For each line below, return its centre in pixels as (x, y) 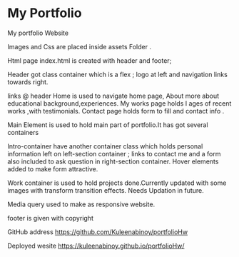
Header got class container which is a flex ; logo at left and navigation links (118, 74)
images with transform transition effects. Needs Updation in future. (106, 190)
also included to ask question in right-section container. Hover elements (113, 161)
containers (23, 132)
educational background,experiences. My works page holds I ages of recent (119, 103)
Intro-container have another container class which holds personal (105, 146)
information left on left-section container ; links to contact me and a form (114, 153)
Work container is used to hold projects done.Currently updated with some (117, 183)
